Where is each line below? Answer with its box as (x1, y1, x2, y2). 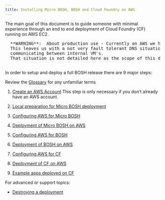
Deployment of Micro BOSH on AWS (12, 122, 86, 128)
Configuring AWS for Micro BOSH (12, 113, 81, 118)
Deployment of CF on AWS (12, 160, 67, 166)
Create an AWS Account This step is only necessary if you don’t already (12, 88, 158, 94)
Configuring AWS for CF (12, 151, 61, 157)
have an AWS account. (12, 94, 58, 100)
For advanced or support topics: (5, 179, 70, 185)
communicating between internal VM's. (10, 50, 104, 56)
